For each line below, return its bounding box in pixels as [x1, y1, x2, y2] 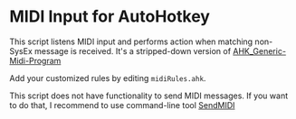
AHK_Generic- [233, 45, 287, 56]
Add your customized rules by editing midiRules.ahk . [9, 72, 206, 83]
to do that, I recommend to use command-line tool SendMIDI [9, 99, 235, 110]
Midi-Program [9, 55, 62, 66]
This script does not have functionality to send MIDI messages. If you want [9, 90, 288, 101]
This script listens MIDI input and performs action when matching [9, 36, 253, 47]
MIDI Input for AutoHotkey [9, 6, 211, 27]
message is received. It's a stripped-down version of [34, 45, 232, 56]
